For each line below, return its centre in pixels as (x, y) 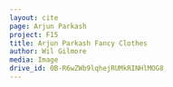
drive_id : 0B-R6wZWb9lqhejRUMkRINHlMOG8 (87, 69)
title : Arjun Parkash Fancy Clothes (78, 43)
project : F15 (34, 34)
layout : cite (34, 18)
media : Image (34, 60)
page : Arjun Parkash (48, 26)
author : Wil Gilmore (48, 52)
